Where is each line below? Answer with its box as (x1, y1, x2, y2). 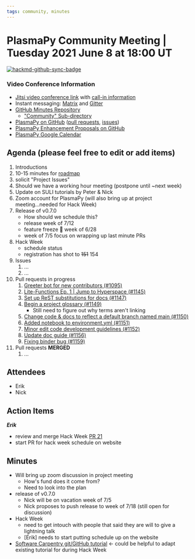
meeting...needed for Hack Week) (15, 200, 97, 208)
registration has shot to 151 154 (23, 250, 98, 258)
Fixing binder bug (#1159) (23, 338, 85, 345)
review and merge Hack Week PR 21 (15, 433, 103, 440)
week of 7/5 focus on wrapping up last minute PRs (23, 232, 146, 239)
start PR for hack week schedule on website (15, 439, 122, 446)
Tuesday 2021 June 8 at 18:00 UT (6, 46, 172, 59)
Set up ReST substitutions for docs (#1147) (23, 294, 127, 301)
